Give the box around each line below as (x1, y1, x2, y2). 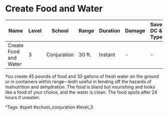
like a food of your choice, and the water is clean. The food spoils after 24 (5, 89, 157, 95)
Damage (124, 27, 145, 34)
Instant (99, 51, 115, 58)
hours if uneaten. (5, 94, 40, 100)
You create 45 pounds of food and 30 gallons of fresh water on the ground (5, 73, 159, 79)
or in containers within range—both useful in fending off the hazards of (5, 78, 151, 85)
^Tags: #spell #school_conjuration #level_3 (5, 104, 93, 110)
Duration (99, 27, 120, 34)
